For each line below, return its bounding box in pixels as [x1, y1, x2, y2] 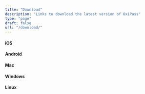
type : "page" [5, 16, 32, 21]
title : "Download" [5, 7, 42, 12]
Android [5, 51, 22, 57]
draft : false [5, 20, 32, 26]
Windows [5, 73, 25, 79]
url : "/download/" [5, 25, 42, 30]
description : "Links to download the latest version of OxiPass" [5, 12, 141, 16]
